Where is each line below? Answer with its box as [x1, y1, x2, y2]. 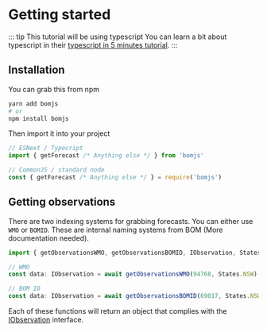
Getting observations [8, 195, 116, 209]
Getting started [8, 6, 111, 24]
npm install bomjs [8, 114, 69, 122]
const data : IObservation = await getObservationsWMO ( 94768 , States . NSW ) [8, 270, 258, 279]
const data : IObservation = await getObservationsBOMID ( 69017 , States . [8, 292, 250, 300]
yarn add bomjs [8, 99, 59, 108]
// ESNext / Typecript [8, 145, 83, 152]
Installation [8, 64, 65, 77]
